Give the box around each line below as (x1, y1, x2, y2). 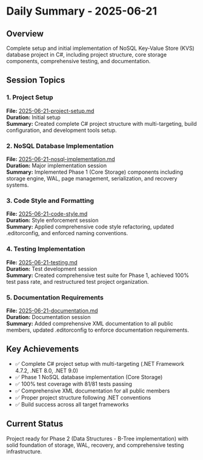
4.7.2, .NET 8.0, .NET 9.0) (15, 366, 79, 374)
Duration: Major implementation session (6, 162, 107, 169)
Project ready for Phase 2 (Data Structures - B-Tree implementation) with (6, 434, 189, 442)
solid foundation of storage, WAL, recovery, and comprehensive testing (6, 441, 184, 448)
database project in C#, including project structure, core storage (6, 51, 167, 58)
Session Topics (6, 75, 65, 86)
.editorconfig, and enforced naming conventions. (6, 230, 128, 237)
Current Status (6, 419, 64, 429)
